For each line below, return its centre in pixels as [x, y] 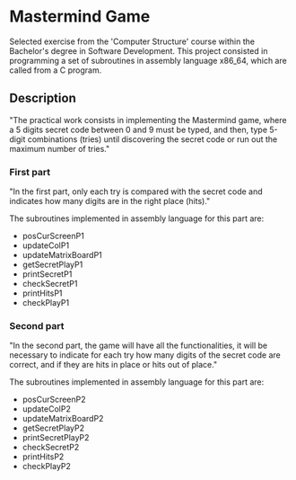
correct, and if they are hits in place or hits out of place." [113, 365]
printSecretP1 [47, 274]
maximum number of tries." [60, 148]
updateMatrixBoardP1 [62, 255]
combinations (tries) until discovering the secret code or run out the [152, 139]
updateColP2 [47, 409]
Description [43, 98]
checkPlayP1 [46, 303]
